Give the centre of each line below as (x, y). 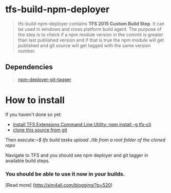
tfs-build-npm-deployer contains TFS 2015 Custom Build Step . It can (91, 24)
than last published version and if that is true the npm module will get (91, 40)
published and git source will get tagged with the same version (84, 45)
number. (27, 51)
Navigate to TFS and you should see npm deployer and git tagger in (77, 155)
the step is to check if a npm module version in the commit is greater (90, 34)
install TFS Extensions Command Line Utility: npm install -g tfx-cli (82, 124)
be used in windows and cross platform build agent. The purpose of (90, 29)
